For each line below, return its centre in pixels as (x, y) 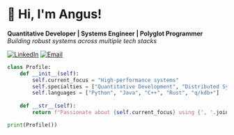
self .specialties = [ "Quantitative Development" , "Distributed (126, 86)
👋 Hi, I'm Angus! (55, 14)
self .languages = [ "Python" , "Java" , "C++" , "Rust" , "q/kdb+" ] (126, 93)
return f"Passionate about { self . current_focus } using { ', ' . (124, 113)
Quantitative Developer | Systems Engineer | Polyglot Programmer (105, 33)
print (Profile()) (32, 125)
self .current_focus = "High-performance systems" (106, 80)
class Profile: (29, 67)
